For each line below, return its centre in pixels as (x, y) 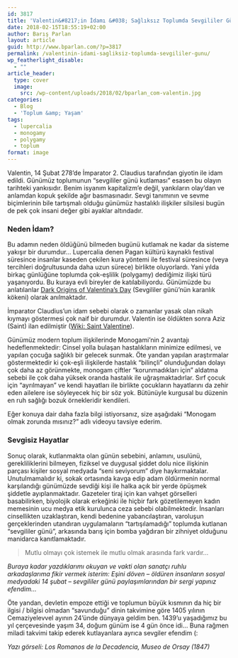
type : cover (32, 80)
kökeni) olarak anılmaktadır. (47, 297)
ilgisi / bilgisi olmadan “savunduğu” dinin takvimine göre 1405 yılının (106, 610)
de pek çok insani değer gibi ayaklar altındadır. (75, 211)
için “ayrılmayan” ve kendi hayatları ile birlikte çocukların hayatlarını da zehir (118, 385)
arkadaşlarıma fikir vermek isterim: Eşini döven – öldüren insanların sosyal (116, 573)
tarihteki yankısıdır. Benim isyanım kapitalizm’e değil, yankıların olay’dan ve (116, 188)
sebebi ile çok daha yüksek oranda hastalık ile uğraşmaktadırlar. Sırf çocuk (117, 378)
